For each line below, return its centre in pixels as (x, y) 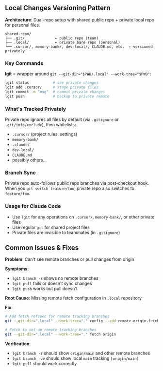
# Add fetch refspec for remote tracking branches (57, 316)
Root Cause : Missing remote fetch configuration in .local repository (73, 298)
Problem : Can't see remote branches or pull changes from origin (70, 259)
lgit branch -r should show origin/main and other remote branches (81, 353)
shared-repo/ (18, 34)
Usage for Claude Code (33, 206)
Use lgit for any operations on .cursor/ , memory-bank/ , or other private (83, 217)
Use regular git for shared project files (51, 227)
